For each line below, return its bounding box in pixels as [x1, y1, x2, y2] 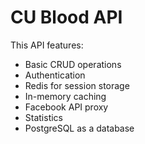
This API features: [10, 39, 84, 51]
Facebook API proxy [24, 101, 109, 113]
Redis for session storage [24, 79, 130, 91]
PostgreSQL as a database [24, 122, 135, 134]
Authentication [24, 69, 86, 81]
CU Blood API [10, 6, 123, 29]
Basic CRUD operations [24, 58, 122, 70]
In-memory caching [24, 90, 107, 102]
